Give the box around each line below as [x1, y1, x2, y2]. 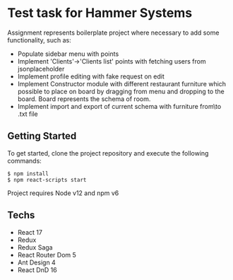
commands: [7, 156, 42, 165]
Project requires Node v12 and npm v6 [7, 189, 119, 197]
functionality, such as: [7, 35, 72, 44]
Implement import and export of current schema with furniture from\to [17, 102, 222, 110]
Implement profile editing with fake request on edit [17, 72, 165, 81]
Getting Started [7, 130, 77, 142]
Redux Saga [17, 243, 53, 252]
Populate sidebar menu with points [17, 49, 119, 58]
